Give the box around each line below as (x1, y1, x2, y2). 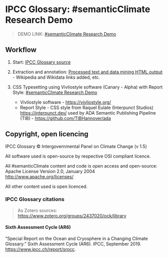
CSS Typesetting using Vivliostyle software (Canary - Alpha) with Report (12, 84, 163, 90)
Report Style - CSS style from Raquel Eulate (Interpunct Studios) (20, 105, 153, 111)
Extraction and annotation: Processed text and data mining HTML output (12, 69, 162, 75)
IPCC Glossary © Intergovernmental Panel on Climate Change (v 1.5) (5, 143, 147, 149)
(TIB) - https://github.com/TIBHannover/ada (20, 115, 111, 121)
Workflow (5, 45, 37, 54)
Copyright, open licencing (5, 130, 89, 138)
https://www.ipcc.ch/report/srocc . (5, 246, 76, 252)
